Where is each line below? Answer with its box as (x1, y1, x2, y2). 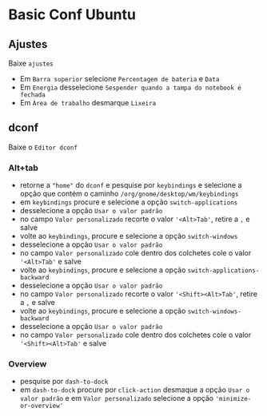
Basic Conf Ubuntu (8, 6, 136, 24)
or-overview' (19, 402, 64, 410)
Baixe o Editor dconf (8, 142, 78, 152)
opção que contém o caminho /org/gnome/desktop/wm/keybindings (19, 189, 239, 199)
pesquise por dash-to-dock (19, 377, 109, 386)
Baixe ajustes (8, 58, 54, 68)
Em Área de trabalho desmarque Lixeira (19, 98, 157, 107)
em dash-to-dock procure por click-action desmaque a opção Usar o (19, 385, 250, 394)
